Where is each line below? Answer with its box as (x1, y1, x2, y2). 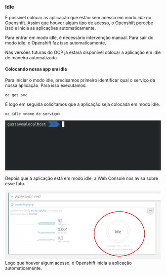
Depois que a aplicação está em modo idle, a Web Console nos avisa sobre (5, 175, 159, 181)
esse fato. (5, 181, 26, 187)
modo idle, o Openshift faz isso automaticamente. (5, 40, 106, 46)
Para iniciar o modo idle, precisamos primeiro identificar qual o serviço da (5, 77, 156, 83)
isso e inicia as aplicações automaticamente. (5, 25, 96, 31)
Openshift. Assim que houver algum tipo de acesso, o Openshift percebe (5, 20, 153, 26)
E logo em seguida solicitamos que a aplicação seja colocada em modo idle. (5, 101, 161, 107)
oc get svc (5, 92, 28, 97)
